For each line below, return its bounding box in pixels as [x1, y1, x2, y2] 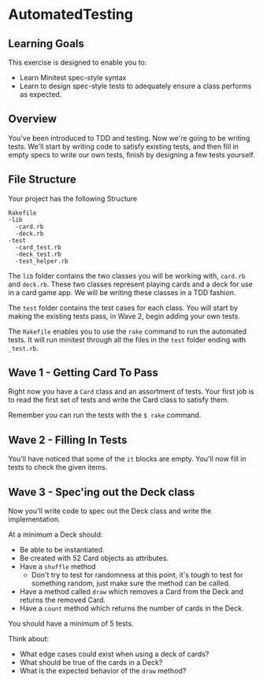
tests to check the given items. [8, 463, 108, 472]
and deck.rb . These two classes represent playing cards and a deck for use [8, 279, 254, 289]
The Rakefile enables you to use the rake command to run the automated [8, 327, 247, 336]
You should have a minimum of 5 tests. [8, 619, 134, 629]
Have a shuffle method [19, 562, 96, 571]
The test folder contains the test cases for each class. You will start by [8, 303, 239, 312]
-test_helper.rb [15, 257, 69, 265]
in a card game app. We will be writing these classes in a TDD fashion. [8, 287, 236, 297]
